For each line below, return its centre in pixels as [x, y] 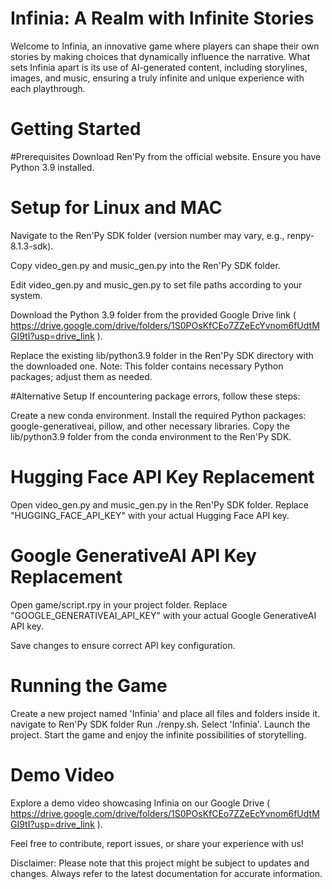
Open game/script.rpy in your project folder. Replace [119, 604]
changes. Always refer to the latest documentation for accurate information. [166, 873]
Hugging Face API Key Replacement [162, 477]
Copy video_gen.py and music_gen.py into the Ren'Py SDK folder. [145, 265]
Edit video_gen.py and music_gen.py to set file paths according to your [156, 284]
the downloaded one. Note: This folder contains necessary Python [147, 366]
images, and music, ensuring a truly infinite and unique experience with [157, 78]
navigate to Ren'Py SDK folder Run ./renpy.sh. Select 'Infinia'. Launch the [160, 724]
